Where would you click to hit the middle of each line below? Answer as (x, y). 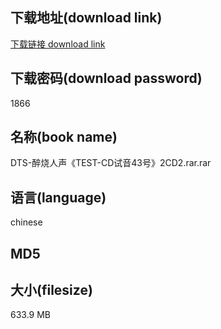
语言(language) (58, 197)
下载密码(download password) (106, 78)
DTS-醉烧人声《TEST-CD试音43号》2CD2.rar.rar (111, 163)
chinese (26, 222)
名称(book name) (64, 137)
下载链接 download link (58, 44)
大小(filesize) (51, 290)
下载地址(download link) (86, 18)
